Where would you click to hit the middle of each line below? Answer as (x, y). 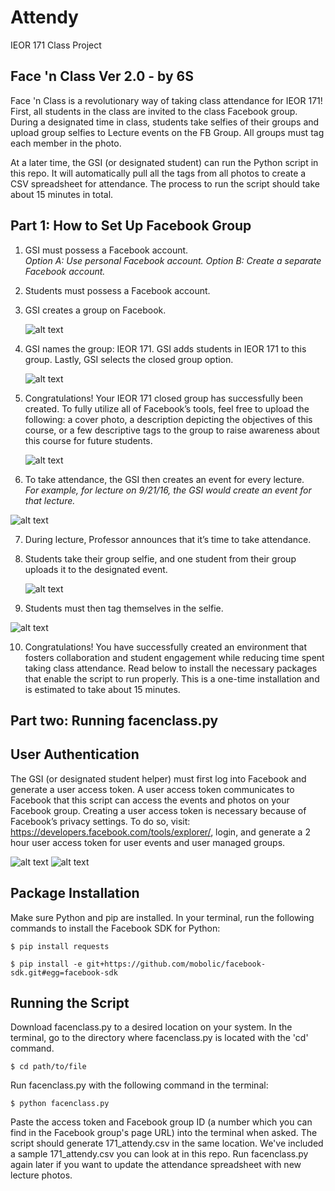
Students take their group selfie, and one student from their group (160, 558)
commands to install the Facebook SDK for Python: (115, 928)
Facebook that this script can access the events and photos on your (150, 800)
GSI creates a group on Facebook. (95, 310)
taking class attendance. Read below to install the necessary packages (171, 668)
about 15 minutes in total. (62, 194)
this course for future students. (88, 440)
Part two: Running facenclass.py (114, 720)
